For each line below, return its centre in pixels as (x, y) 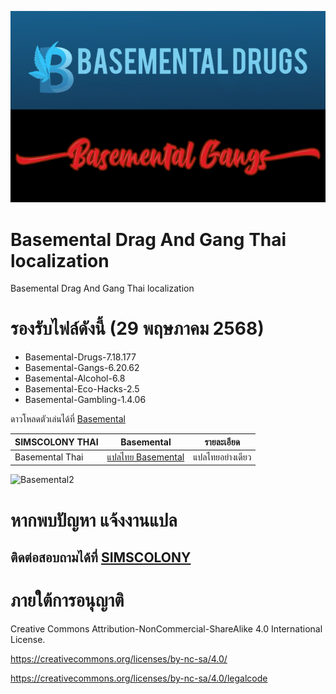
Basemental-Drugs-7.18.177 (80, 357)
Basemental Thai (49, 457)
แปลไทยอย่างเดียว (222, 457)
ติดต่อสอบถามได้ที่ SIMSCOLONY (101, 557)
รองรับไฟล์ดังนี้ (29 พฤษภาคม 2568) (137, 328)
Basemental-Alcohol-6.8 (75, 378)
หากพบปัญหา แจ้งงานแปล (94, 520)
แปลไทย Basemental (145, 457)
